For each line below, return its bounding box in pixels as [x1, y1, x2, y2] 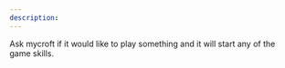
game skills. [9, 47, 55, 59]
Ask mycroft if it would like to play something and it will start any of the [9, 38, 276, 49]
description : [9, 13, 59, 23]
